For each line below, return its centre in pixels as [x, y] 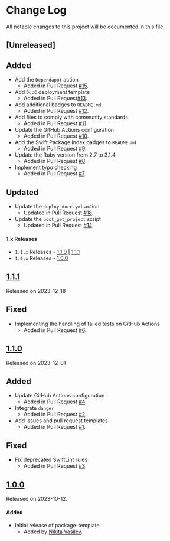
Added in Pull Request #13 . [55, 99]
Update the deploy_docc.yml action [57, 206]
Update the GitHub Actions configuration [64, 130]
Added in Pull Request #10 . [56, 136]
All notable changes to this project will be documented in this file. [86, 27]
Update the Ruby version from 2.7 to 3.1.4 [65, 155]
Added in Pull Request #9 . [55, 149]
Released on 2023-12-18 [36, 291]
